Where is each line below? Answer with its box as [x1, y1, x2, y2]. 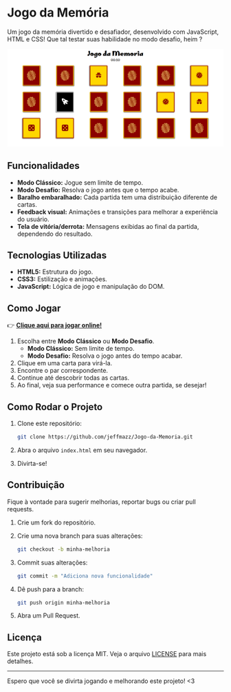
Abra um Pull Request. [16, 611, 80, 620]
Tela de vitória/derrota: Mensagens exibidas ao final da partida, [16, 222, 199, 230]
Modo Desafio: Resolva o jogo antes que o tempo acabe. [16, 185, 179, 194]
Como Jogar [7, 302, 61, 314]
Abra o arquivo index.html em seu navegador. [16, 446, 148, 454]
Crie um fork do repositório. [16, 518, 96, 527]
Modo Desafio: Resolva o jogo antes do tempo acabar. [27, 352, 183, 360]
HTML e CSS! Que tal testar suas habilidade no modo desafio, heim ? [7, 34, 203, 43]
